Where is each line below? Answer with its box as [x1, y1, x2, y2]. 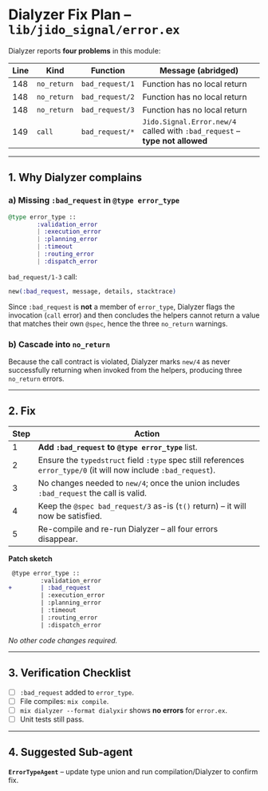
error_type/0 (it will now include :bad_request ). [37, 465, 216, 476]
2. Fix [8, 405, 36, 418]
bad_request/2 [81, 92, 135, 101]
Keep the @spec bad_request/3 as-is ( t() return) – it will [37, 500, 246, 512]
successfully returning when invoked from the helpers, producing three [8, 365, 242, 374]
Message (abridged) [159, 65, 239, 76]
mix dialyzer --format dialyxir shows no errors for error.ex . [19, 705, 227, 715]
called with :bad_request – [142, 125, 241, 136]
